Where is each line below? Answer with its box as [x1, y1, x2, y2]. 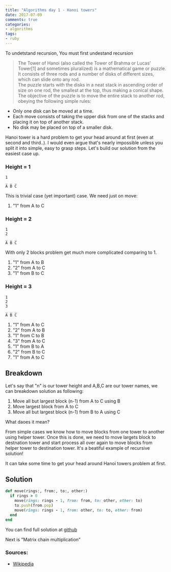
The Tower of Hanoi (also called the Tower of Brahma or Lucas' [17, 60, 152, 66]
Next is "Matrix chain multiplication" [5, 536, 81, 542]
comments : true [5, 17, 38, 22]
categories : [5, 21, 31, 27]
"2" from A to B [12, 327, 45, 333]
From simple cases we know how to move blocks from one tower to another [5, 428, 165, 435]
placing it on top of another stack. [12, 119, 84, 125]
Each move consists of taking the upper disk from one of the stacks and [12, 113, 164, 119]
